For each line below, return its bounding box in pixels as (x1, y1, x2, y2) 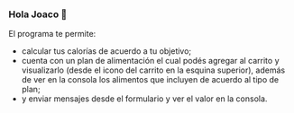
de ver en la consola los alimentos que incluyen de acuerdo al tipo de (21, 74, 280, 85)
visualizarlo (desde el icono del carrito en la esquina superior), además (21, 65, 286, 75)
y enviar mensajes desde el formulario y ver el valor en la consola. (21, 93, 268, 104)
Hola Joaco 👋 (8, 8, 68, 21)
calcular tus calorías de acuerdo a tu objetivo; (21, 46, 192, 56)
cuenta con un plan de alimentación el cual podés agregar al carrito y (21, 56, 280, 66)
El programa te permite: (8, 29, 96, 39)
